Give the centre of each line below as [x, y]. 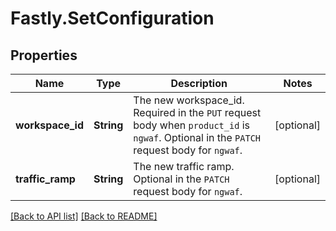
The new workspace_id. [189, 100]
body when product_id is [191, 125]
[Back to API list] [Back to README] [84, 216]
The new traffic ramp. [184, 166]
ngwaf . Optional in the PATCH [197, 137]
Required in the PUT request [197, 112]
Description [199, 83]
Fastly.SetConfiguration [112, 18]
